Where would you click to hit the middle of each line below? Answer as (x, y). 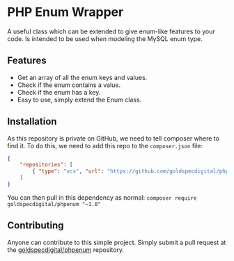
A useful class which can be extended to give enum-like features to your (111, 31)
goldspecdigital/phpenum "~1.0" (54, 204)
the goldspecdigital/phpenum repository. (65, 250)
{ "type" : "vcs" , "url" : (68, 171)
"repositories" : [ (46, 165)
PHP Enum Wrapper (65, 12)
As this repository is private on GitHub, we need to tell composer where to (113, 138)
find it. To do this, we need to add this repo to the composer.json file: (105, 145)
